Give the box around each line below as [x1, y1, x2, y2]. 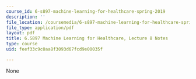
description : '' [6, 14, 45, 20]
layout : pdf [6, 30, 35, 36]
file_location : [6, 19, 43, 25]
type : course [6, 41, 38, 47]
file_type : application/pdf [6, 24, 75, 31]
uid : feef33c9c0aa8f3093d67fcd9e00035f [6, 46, 103, 52]
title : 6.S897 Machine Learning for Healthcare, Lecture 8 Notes [6, 35, 168, 41]
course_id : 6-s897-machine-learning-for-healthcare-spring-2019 [6, 8, 166, 15]
